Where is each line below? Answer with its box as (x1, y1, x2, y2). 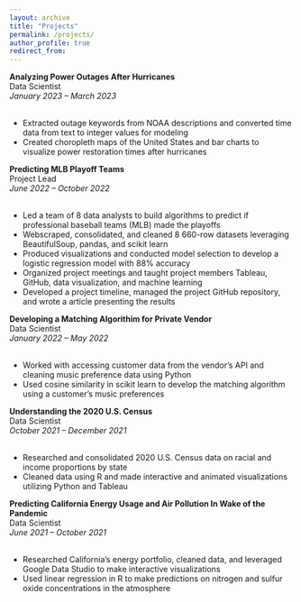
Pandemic (9, 508, 48, 519)
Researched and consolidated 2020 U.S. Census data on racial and (22, 452, 272, 463)
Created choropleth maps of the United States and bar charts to (22, 137, 260, 148)
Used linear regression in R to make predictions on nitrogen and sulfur (22, 573, 283, 584)
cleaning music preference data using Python (22, 369, 192, 380)
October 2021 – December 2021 (9, 425, 127, 436)
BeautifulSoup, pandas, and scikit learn (22, 239, 169, 250)
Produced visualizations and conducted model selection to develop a (22, 249, 279, 260)
